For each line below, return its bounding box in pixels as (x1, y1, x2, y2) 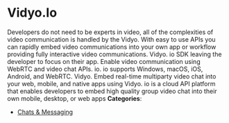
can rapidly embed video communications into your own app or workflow (7, 42, 217, 51)
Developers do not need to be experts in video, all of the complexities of (7, 28, 214, 36)
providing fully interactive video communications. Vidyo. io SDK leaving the (7, 50, 222, 58)
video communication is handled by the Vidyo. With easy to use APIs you (7, 35, 217, 43)
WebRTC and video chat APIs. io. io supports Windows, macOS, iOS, (7, 65, 203, 73)
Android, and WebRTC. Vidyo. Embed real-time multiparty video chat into (7, 72, 217, 81)
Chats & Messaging (17, 108, 74, 116)
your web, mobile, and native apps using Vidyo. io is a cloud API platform (7, 79, 216, 88)
